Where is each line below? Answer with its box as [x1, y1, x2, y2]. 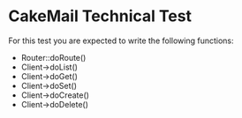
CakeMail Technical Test [8, 6, 192, 26]
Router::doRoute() [20, 52, 87, 63]
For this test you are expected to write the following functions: [8, 35, 234, 46]
